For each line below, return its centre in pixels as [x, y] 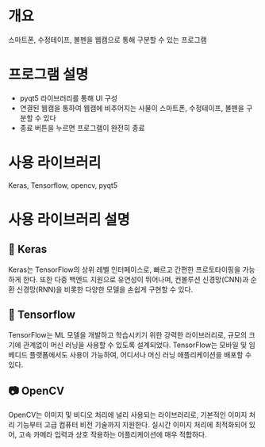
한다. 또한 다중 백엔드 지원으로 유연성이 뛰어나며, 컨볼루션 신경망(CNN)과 [136, 279]
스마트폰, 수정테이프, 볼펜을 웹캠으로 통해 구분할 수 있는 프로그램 [108, 40]
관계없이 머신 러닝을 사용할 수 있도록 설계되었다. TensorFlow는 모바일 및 [135, 345]
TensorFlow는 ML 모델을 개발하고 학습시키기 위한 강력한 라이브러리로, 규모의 [128, 334]
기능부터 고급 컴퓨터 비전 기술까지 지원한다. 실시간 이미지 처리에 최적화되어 [132, 425]
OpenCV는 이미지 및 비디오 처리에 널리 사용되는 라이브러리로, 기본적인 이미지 [128, 415]
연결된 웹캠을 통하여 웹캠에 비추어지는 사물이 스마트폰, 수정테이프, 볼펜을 [132, 108]
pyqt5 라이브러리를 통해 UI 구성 [68, 98]
